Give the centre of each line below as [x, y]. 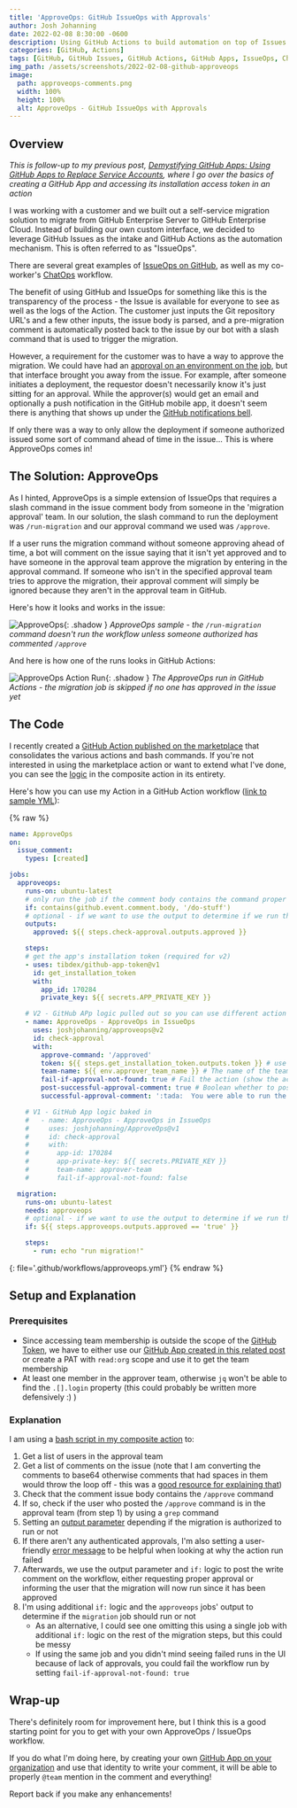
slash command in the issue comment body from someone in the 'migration [147, 507]
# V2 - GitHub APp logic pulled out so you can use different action [156, 1014]
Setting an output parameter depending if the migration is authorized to [152, 1522]
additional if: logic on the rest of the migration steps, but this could [159, 1634]
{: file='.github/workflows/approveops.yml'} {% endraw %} [116, 1268]
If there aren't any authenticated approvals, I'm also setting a [133, 1540]
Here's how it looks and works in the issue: [87, 607]
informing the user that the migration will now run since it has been [144, 1587]
